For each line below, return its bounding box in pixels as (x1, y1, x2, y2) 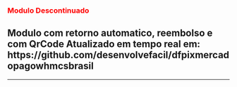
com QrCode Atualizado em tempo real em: (7, 38, 201, 51)
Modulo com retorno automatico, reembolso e (7, 27, 213, 39)
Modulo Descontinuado (7, 6, 90, 15)
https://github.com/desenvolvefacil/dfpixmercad (7, 49, 230, 61)
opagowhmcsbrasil (7, 60, 94, 72)
